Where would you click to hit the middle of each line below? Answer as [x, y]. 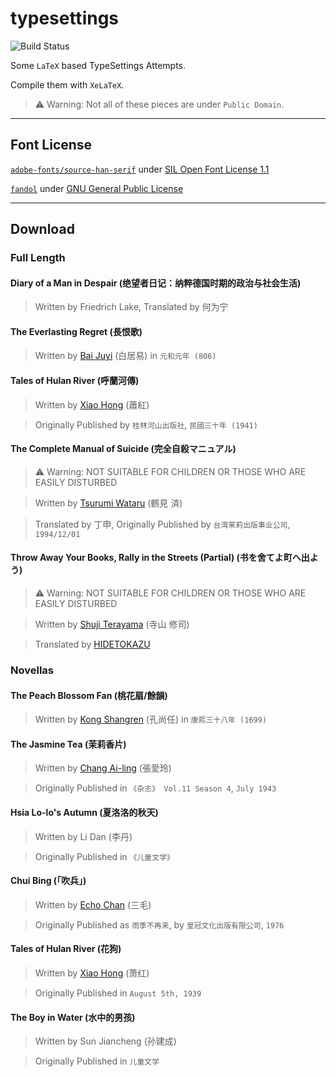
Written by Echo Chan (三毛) [93, 904]
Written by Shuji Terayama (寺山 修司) [112, 624]
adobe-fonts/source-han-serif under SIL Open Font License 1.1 [140, 169]
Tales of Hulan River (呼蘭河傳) [75, 381]
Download [42, 229]
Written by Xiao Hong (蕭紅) [92, 404]
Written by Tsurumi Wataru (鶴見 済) [108, 503]
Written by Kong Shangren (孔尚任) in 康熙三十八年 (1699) [151, 719]
